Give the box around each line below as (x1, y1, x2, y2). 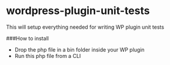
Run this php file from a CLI (14, 52, 81, 59)
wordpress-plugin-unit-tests (6, 4, 150, 18)
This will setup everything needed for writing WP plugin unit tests (6, 23, 165, 30)
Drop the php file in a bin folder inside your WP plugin (14, 46, 145, 53)
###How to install (6, 35, 49, 42)
